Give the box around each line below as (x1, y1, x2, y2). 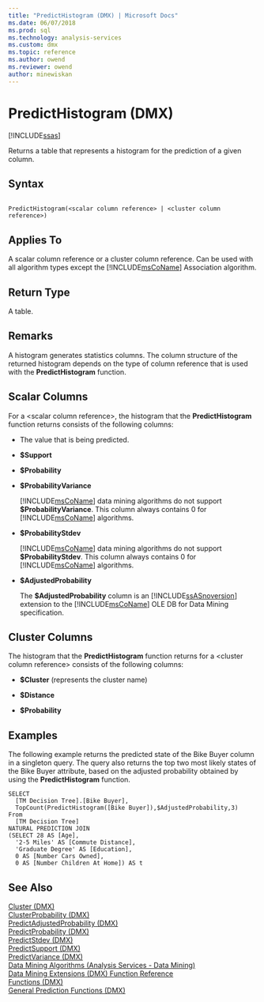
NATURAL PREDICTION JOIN (8, 825, 90, 833)
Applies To (8, 233, 62, 247)
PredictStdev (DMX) (8, 936, 74, 945)
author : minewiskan (8, 70, 73, 78)
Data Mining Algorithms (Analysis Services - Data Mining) (8, 961, 196, 970)
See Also (8, 880, 53, 894)
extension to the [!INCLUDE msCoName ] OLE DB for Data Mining (19, 599, 229, 608)
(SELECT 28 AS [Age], (8, 831, 80, 840)
